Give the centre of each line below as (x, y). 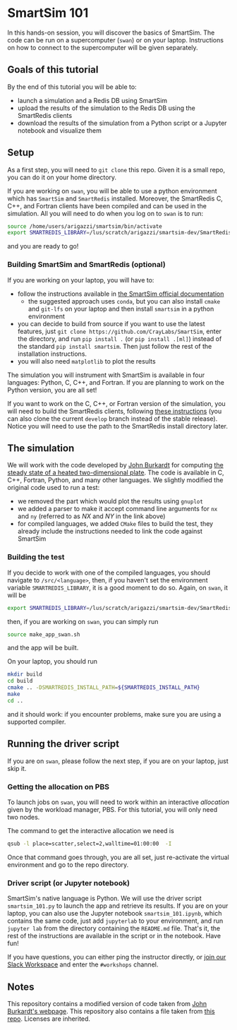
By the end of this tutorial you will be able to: (72, 87)
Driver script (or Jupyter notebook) (69, 882)
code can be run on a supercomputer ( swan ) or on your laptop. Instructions (116, 40)
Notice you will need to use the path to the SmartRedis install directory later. (117, 426)
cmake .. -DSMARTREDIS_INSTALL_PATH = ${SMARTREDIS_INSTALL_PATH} (104, 688)
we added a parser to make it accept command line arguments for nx (117, 509)
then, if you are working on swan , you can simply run (83, 621)
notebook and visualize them (60, 130)
